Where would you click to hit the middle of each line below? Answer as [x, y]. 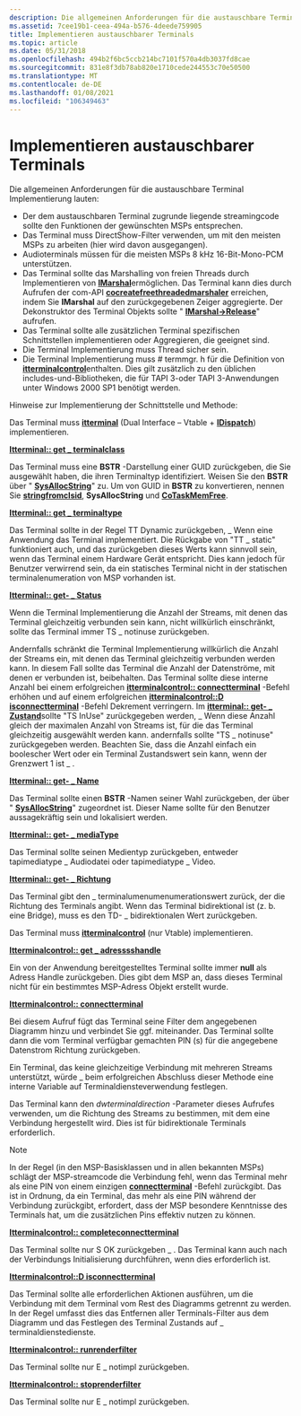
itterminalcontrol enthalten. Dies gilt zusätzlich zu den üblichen [139, 369]
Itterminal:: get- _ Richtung [60, 879]
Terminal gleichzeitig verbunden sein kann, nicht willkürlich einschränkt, [142, 622]
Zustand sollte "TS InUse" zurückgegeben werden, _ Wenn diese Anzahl [142, 716]
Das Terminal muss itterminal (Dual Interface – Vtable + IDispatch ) [133, 423]
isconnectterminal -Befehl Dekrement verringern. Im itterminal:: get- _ [141, 706]
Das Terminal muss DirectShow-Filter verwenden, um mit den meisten [151, 235]
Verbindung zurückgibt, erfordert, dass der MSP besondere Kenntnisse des [149, 1206]
